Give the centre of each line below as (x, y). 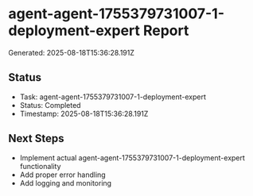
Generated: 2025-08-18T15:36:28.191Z (72, 52)
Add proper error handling (62, 175)
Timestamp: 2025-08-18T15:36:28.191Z (84, 113)
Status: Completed (50, 105)
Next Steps (36, 138)
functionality (40, 166)
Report (166, 31)
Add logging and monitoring (66, 183)
